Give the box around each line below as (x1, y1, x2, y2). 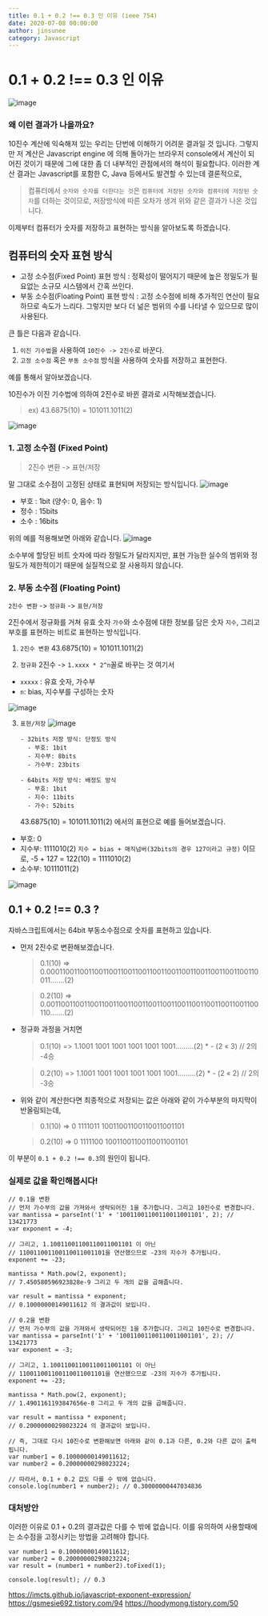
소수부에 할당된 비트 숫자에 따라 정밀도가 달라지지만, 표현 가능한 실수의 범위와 (8, 550, 250, 560)
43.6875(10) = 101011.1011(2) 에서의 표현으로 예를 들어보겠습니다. (19, 817, 226, 826)
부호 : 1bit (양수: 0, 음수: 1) (19, 496, 102, 506)
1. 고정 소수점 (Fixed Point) (8, 442, 109, 454)
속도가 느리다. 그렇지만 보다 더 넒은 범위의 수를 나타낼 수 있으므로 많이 (41, 302, 259, 311)
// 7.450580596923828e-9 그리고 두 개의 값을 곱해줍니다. (8, 1278, 184, 1286)
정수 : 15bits (19, 506, 58, 516)
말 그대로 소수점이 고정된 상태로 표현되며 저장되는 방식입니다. (8, 479, 198, 489)
